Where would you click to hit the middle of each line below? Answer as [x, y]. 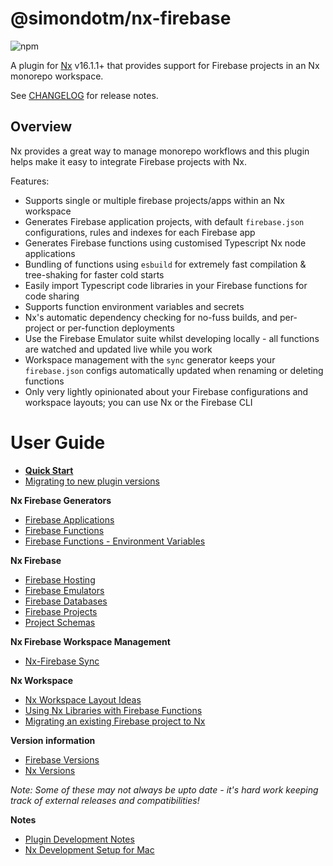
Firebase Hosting [60, 579]
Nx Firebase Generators [61, 500]
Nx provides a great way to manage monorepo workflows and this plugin [160, 151]
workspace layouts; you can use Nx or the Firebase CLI [138, 402]
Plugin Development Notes [79, 839]
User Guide [58, 442]
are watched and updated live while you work [118, 349]
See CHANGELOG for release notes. [84, 95]
